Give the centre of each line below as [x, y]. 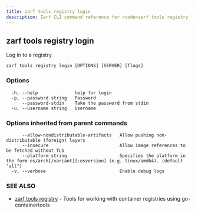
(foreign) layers [64, 140]
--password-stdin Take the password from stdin [85, 103]
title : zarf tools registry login [49, 11]
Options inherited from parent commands [67, 123]
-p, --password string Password [54, 98]
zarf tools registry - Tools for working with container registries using [98, 199]
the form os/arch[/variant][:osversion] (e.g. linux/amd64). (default [95, 161]
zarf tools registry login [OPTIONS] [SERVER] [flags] [75, 66]
